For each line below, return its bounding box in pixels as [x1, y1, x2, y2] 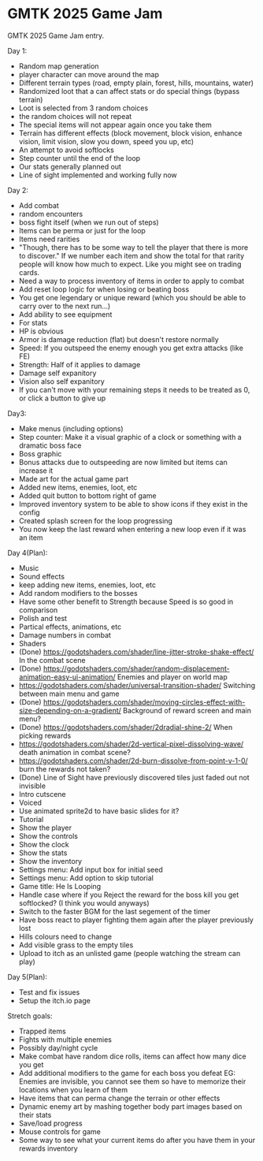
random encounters [18, 209, 83, 218]
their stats [18, 1110, 52, 1119]
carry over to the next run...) [18, 301, 111, 311]
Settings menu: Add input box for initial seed [18, 865, 163, 874]
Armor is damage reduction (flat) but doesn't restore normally [18, 334, 219, 344]
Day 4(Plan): [7, 548, 48, 557]
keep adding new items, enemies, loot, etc [18, 580, 157, 590]
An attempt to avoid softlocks [18, 145, 115, 154]
